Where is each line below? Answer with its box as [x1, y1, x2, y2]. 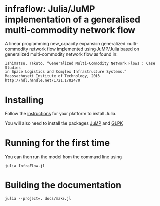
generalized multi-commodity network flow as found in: [5, 51, 118, 57]
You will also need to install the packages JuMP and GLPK [5, 120, 123, 126]
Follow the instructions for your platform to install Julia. [5, 110, 117, 116]
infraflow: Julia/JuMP [5, 3, 95, 15]
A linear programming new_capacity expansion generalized [5, 40, 126, 46]
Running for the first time [5, 137, 110, 149]
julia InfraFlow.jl [5, 163, 45, 168]
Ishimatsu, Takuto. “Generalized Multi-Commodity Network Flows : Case [5, 61, 155, 66]
